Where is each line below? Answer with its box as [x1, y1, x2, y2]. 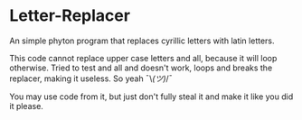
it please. [9, 100, 43, 111]
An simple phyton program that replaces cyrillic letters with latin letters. [9, 35, 275, 46]
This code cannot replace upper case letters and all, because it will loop [9, 52, 278, 63]
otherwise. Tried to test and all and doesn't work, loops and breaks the [9, 62, 273, 73]
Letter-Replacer [9, 5, 131, 26]
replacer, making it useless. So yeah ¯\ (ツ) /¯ [9, 73, 174, 84]
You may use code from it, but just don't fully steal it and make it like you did [9, 91, 294, 102]
